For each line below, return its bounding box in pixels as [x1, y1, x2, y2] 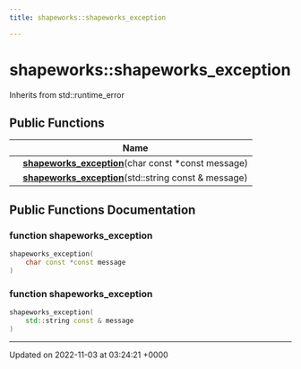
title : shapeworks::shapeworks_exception [9, 13, 167, 22]
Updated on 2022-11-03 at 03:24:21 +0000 [9, 349, 168, 360]
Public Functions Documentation [9, 202, 196, 217]
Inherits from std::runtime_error [9, 89, 125, 100]
